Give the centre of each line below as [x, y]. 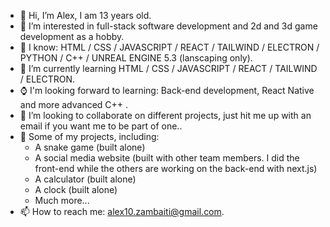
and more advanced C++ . [74, 104]
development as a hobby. [72, 36]
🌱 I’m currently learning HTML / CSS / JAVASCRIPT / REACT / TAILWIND [168, 68]
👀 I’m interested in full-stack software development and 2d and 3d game [168, 26]
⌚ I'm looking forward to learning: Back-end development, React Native [167, 90]
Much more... [62, 200]
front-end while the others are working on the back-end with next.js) [176, 168]
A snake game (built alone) [90, 147]
